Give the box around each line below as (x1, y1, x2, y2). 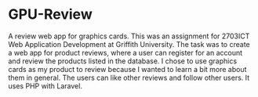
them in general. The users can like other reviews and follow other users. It (8, 73, 250, 82)
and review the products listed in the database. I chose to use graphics (8, 56, 238, 66)
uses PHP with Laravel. (8, 81, 82, 91)
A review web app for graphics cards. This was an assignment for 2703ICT (8, 31, 250, 41)
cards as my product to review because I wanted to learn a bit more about (8, 64, 247, 74)
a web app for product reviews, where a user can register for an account (8, 48, 243, 57)
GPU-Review (8, 5, 93, 23)
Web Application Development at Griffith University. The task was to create (8, 39, 250, 48)
